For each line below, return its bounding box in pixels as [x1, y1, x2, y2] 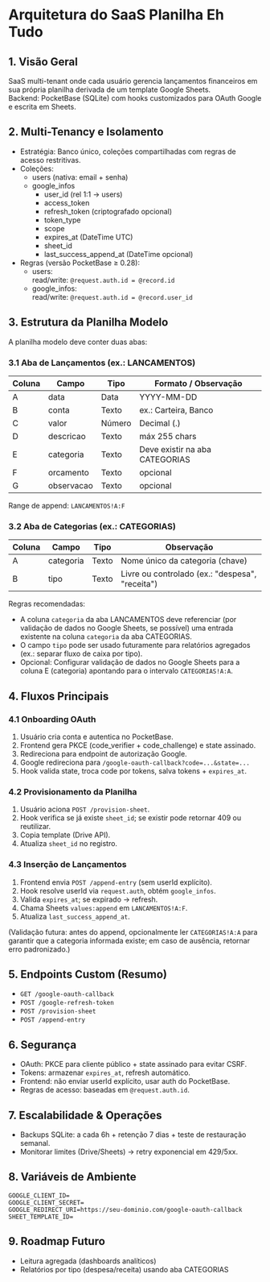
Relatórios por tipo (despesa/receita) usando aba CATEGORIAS [19, 1264, 229, 1274]
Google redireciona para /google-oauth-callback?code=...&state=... [19, 757, 251, 767]
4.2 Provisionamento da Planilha [8, 786, 137, 797]
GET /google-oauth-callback [19, 990, 114, 998]
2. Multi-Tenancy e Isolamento [8, 125, 164, 139]
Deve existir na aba [139, 443, 211, 454]
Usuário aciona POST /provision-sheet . [19, 804, 150, 815]
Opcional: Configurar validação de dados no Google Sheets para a [19, 658, 240, 667]
